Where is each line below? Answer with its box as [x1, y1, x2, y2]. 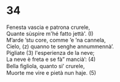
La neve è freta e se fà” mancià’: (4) [6, 55, 96, 63]
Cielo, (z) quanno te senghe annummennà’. [6, 43, 115, 50]
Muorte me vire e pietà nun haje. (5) [6, 69, 96, 76]
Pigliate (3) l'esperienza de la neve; [6, 49, 95, 56]
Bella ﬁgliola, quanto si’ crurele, [6, 62, 85, 69]
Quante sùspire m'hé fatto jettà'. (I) [6, 30, 94, 37]
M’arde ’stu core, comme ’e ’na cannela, [6, 36, 106, 43]
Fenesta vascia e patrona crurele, [6, 24, 90, 31]
